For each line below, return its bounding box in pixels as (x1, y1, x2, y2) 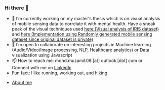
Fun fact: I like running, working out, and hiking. (11, 70, 109, 76)
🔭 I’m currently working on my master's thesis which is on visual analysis (11, 16, 161, 22)
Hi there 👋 (4, 4, 29, 11)
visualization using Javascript (11, 52, 73, 58)
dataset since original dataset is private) (11, 36, 93, 42)
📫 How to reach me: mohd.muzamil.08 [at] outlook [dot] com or (11, 58, 143, 63)
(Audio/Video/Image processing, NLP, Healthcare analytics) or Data (11, 47, 150, 53)
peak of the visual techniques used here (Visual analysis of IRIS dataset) (11, 26, 159, 32)
